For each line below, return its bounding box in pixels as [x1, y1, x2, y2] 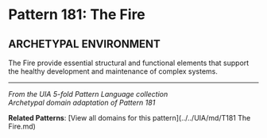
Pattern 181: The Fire [8, 6, 145, 24]
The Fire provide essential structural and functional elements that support [8, 58, 250, 67]
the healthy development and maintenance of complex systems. [8, 67, 219, 76]
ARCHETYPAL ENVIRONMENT [8, 37, 161, 51]
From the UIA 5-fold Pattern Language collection [8, 90, 168, 98]
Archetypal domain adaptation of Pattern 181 [8, 98, 156, 107]
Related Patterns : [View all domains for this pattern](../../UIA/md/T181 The [8, 113, 251, 122]
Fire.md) [8, 121, 36, 131]
